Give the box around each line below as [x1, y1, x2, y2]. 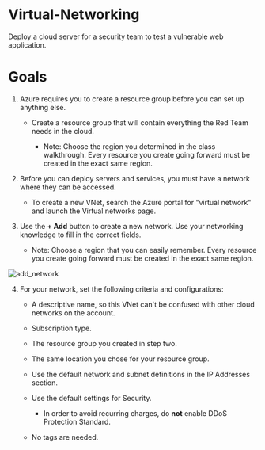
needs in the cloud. [31, 126, 95, 135]
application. [8, 40, 47, 49]
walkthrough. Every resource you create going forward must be [43, 150, 251, 159]
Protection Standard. [43, 417, 111, 426]
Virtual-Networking [8, 6, 140, 24]
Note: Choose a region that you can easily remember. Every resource [31, 245, 257, 254]
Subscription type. [31, 323, 93, 333]
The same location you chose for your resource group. [31, 354, 210, 364]
